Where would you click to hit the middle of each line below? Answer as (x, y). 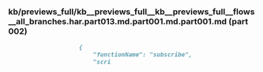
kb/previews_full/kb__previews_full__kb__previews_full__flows (131, 12)
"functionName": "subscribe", (143, 55)
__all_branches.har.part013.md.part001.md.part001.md (118, 21)
